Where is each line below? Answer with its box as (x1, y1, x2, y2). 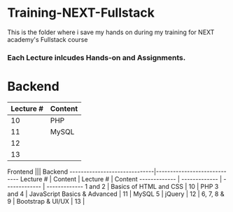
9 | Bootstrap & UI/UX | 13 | (7, 197, 85, 205)
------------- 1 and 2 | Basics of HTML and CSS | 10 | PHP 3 (46, 182, 219, 190)
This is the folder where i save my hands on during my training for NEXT (7, 28, 215, 36)
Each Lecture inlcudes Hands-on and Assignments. (7, 52, 186, 62)
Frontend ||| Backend (7, 167, 69, 176)
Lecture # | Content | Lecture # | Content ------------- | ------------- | (20, 174, 223, 183)
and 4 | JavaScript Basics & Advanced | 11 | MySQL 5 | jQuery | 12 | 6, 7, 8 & (7, 190, 225, 198)
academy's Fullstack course (7, 35, 88, 43)
